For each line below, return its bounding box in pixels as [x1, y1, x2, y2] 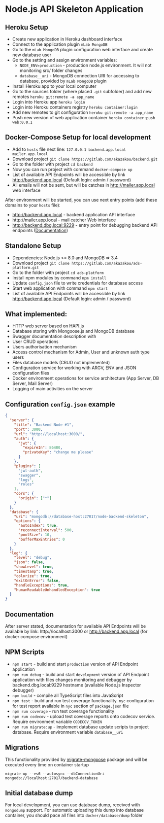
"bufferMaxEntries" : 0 [18, 537, 65, 542]
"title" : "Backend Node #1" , [14, 422, 74, 427]
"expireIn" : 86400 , [23, 445, 63, 450]
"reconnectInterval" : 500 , [18, 528, 74, 533]
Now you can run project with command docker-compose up [12, 166, 133, 172]
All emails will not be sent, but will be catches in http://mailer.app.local [12, 182, 155, 188]
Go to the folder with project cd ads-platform [12, 270, 104, 275]
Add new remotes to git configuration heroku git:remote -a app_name [12, 109, 154, 115]
